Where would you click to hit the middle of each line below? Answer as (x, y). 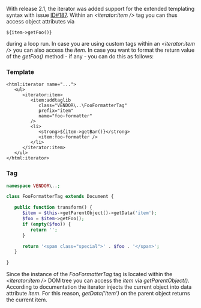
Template (20, 72)
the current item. (27, 300)
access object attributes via (40, 21)
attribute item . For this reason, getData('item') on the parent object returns (98, 294)
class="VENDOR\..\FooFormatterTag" (83, 106)
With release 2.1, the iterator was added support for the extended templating (100, 9)
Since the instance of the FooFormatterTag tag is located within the (89, 274)
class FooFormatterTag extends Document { (60, 197)
